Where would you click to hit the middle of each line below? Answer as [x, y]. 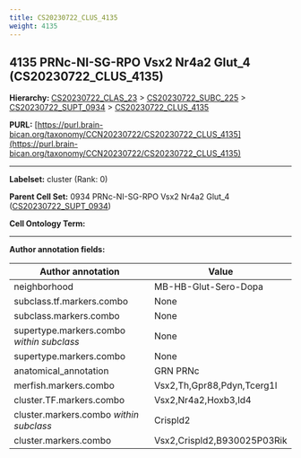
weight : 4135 [34, 26]
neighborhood [44, 286]
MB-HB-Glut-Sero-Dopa [209, 286]
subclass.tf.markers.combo [71, 302]
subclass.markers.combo [67, 316]
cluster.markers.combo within [76, 415]
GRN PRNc [176, 371]
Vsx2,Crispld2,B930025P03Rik [220, 441]
